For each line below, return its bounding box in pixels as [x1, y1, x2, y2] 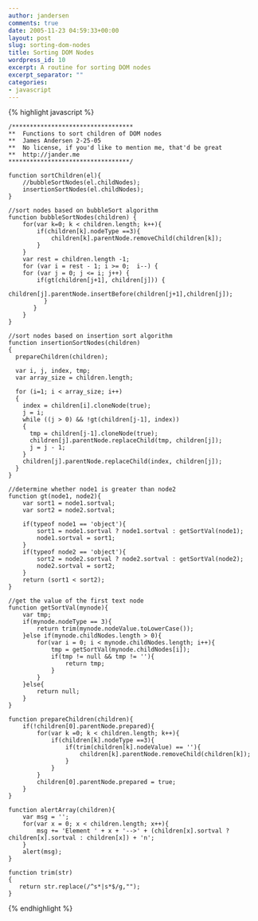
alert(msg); [22, 848, 62, 856]
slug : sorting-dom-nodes [8, 41, 91, 49]
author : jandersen [8, 11, 69, 20]
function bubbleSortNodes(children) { [8, 214, 137, 221]
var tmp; [22, 611, 52, 619]
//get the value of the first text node [8, 597, 145, 606]
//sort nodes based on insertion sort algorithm [8, 332, 173, 340]
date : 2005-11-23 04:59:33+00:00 [8, 26, 119, 34]
